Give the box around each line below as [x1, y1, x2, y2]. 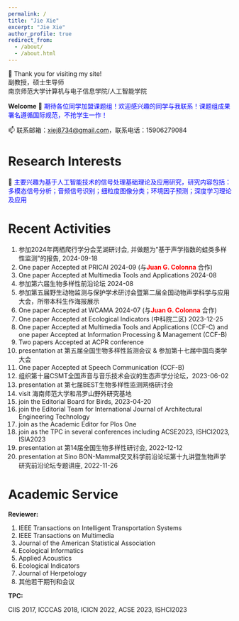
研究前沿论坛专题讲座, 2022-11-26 [18, 461, 118, 469]
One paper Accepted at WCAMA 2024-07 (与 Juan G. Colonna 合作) [18, 306, 217, 314]
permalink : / [8, 10, 47, 18]
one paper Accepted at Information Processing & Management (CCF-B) [18, 330, 228, 339]
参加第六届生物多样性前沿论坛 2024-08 [18, 279, 134, 287]
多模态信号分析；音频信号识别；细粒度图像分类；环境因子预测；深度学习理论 [8, 186, 232, 195]
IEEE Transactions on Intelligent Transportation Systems [18, 523, 182, 532]
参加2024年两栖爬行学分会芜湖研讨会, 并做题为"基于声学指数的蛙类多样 [18, 245, 228, 253]
